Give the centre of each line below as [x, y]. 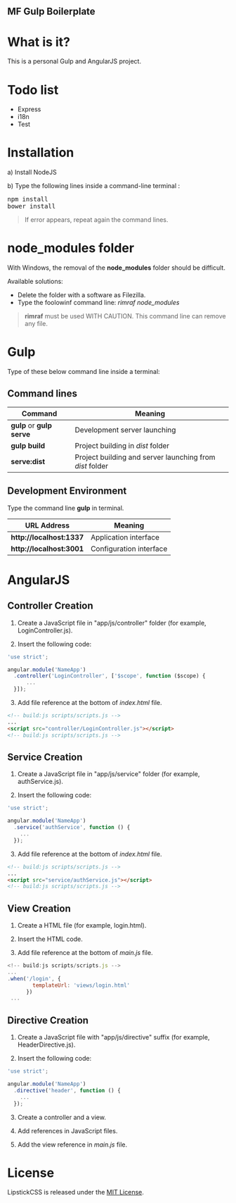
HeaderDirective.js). [46, 1045]
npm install [28, 199]
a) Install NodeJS [32, 173]
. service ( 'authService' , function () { [72, 828]
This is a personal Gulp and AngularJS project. [74, 61]
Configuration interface [129, 549]
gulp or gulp [32, 425]
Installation [41, 152]
